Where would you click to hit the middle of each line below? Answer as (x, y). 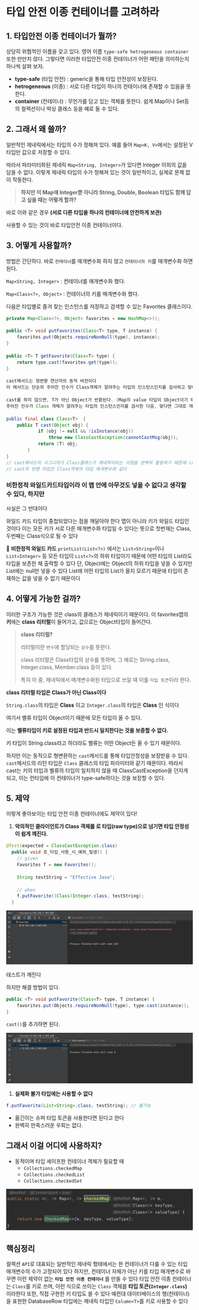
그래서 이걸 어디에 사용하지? (54, 1146)
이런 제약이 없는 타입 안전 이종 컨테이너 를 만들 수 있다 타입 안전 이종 (94, 1279)
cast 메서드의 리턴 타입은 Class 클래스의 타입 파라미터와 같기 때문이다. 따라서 (95, 763)
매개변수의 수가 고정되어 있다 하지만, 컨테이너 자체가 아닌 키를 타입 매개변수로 (95, 1271)
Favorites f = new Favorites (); (57, 865)
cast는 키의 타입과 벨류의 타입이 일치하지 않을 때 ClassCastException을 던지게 (97, 770)
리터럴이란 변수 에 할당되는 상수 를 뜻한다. (66, 647)
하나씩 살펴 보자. (25, 66)
